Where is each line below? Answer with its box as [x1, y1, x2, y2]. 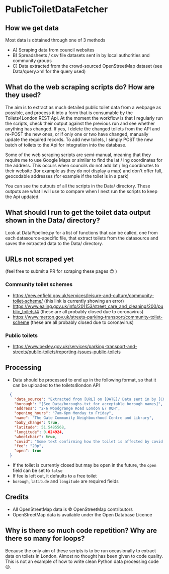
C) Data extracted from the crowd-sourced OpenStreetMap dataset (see [12, 63, 162, 69]
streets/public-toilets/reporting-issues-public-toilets [12, 349, 121, 355]
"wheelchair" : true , [14, 434, 57, 439]
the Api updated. [5, 194, 40, 200]
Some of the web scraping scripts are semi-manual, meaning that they [5, 152, 151, 158]
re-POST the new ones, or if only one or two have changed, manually [5, 131, 149, 137]
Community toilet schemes [5, 281, 73, 288]
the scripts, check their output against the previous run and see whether [5, 120, 155, 126]
